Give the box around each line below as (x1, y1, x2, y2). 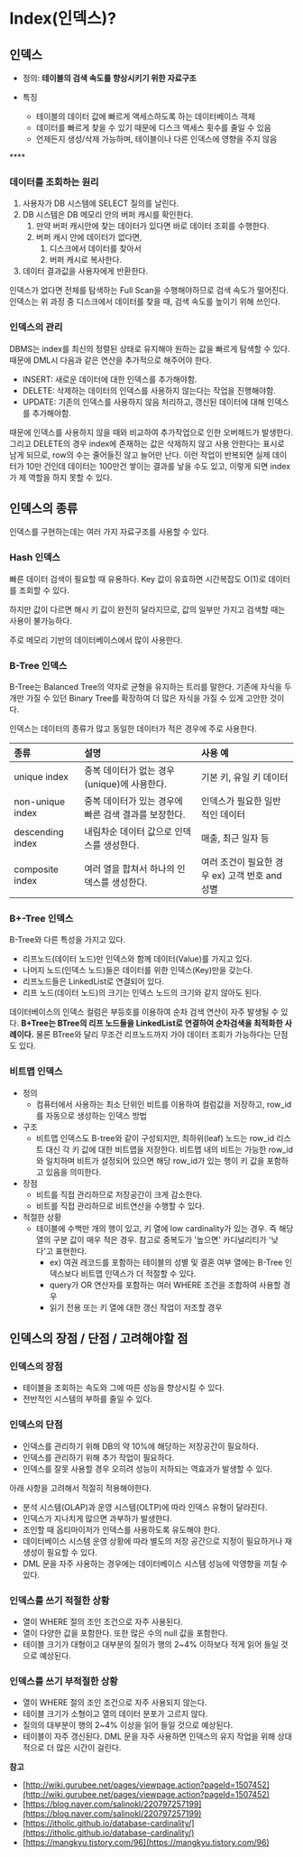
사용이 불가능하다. (9, 615, 73, 626)
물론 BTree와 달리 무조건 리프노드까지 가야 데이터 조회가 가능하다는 (35, 1029, 272, 1040)
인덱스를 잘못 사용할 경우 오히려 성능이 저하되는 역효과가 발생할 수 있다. (22, 1463, 273, 1474)
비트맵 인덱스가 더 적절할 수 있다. (80, 1267, 197, 1278)
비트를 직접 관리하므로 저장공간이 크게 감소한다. (35, 1189, 203, 1200)
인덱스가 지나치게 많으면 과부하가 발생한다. (22, 1513, 173, 1524)
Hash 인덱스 (9, 552, 61, 564)
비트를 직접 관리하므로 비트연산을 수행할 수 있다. (35, 1200, 205, 1211)
